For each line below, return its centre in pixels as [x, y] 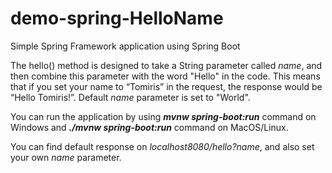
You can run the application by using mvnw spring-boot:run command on [163, 116]
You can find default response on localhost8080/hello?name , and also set [162, 146]
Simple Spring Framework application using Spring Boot [125, 46]
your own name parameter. [66, 157]
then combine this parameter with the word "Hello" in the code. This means [165, 76]
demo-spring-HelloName [117, 18]
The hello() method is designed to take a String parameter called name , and [166, 65]
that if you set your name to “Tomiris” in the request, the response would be [166, 86]
